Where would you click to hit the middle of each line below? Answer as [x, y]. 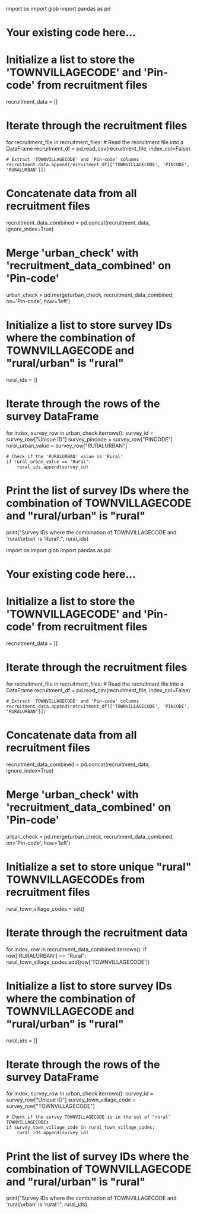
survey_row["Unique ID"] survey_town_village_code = [71, 1100]
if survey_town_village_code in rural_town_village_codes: [81, 1128]
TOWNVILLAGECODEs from [76, 880]
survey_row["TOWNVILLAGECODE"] [50, 1106]
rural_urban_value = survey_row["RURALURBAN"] [67, 446]
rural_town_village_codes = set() [45, 908]
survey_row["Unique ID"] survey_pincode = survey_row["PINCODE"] [90, 439]
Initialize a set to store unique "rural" [99, 867]
